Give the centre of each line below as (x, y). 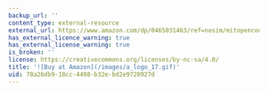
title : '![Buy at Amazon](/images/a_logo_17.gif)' (94, 67)
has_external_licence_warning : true (69, 38)
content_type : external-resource (64, 23)
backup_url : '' (33, 15)
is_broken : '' (32, 52)
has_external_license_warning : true (69, 45)
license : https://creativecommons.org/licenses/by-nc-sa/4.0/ (114, 60)
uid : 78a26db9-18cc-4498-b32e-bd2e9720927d (82, 74)
